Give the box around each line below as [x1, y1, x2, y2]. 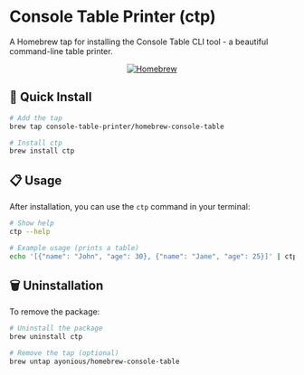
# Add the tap [9, 113, 63, 123]
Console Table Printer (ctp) [9, 6, 216, 27]
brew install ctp [9, 146, 75, 155]
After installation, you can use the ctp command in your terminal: [9, 202, 251, 212]
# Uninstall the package [9, 323, 103, 333]
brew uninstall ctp [9, 333, 83, 342]
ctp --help [9, 227, 51, 236]
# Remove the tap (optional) [9, 349, 119, 358]
